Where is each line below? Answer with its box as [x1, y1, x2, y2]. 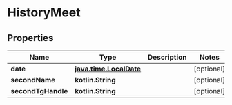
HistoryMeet [7, 5, 81, 21]
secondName [10, 75, 56, 84]
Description [147, 53, 188, 62]
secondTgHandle [10, 86, 68, 95]
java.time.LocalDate [75, 64, 142, 73]
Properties [7, 32, 54, 44]
